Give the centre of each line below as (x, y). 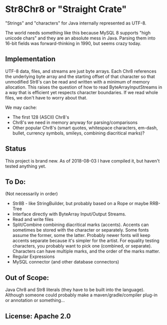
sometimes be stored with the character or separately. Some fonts (80, 230)
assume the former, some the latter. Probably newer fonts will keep (81, 235)
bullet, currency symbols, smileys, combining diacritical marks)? (78, 133)
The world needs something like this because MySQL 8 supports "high (78, 32)
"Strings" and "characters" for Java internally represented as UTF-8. (76, 23)
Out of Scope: (27, 278)
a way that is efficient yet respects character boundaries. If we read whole (82, 92)
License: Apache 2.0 (38, 316)
